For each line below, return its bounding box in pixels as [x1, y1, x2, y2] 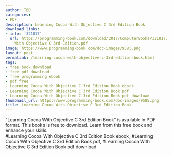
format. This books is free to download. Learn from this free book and [5, 122, 153, 128]
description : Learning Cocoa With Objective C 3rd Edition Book [5, 21, 145, 27]
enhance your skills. [5, 127, 48, 134]
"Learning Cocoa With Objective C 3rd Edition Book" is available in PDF [5, 117, 156, 123]
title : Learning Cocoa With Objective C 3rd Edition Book [5, 103, 132, 108]
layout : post [5, 50, 33, 55]
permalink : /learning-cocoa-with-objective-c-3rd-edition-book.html [5, 55, 155, 60]
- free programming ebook [5, 74, 60, 79]
